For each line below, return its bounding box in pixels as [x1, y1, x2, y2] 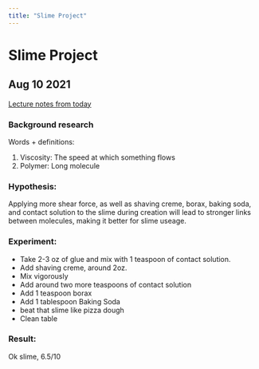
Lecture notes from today [8, 99, 92, 109]
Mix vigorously [19, 271, 69, 280]
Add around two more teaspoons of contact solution [19, 280, 192, 289]
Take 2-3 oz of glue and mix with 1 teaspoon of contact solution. [19, 254, 231, 264]
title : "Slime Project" [8, 11, 88, 20]
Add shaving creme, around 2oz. [19, 263, 128, 272]
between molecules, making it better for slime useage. [8, 216, 187, 226]
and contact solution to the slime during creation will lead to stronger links [8, 208, 251, 217]
